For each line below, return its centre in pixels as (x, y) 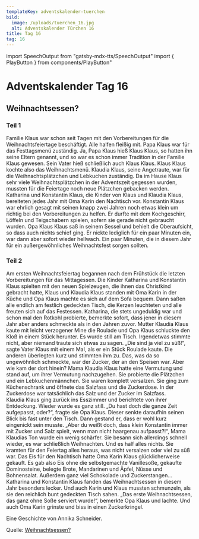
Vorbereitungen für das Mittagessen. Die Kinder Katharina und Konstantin (96, 280)
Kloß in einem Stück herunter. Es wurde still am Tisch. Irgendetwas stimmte (99, 337)
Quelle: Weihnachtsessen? (39, 530)
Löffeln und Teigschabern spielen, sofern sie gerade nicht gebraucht (90, 220)
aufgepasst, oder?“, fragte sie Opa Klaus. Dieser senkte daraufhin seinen (95, 413)
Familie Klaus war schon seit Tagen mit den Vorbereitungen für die (88, 138)
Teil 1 (14, 125)
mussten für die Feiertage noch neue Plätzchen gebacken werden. (88, 188)
